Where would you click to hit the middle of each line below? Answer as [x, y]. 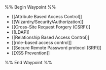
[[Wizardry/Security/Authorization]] [48, 22]
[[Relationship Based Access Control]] [51, 37]
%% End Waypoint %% [28, 62]
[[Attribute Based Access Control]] [47, 16]
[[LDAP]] [21, 32]
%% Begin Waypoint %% [30, 7]
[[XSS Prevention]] [31, 53]
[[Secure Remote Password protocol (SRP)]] [56, 48]
